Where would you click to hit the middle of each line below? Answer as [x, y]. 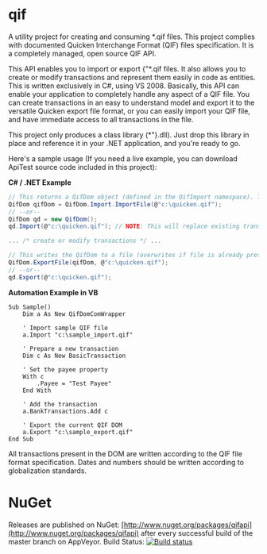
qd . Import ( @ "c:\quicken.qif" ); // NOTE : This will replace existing [124, 227]
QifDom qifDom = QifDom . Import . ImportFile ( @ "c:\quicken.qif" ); [115, 204]
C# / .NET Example [40, 182]
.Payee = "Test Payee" [74, 383]
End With [37, 390]
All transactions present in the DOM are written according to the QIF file [125, 453]
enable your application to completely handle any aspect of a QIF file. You [129, 94]
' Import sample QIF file [66, 328]
